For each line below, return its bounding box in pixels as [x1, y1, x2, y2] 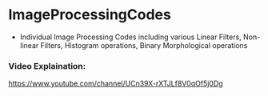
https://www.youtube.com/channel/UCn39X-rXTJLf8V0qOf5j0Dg [8, 78, 223, 89]
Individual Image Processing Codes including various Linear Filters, [19, 32, 242, 42]
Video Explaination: [8, 60, 86, 71]
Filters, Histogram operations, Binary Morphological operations [40, 40, 248, 50]
